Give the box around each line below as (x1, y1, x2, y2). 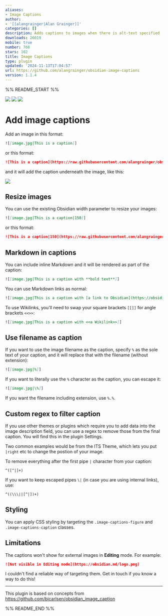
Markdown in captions (5, 248, 76, 257)
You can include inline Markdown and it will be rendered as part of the (5, 262, 149, 268)
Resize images (5, 192, 51, 201)
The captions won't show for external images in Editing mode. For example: (5, 552, 161, 558)
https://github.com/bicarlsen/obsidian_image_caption (5, 596, 115, 602)
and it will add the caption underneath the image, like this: (5, 169, 124, 175)
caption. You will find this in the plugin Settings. (5, 433, 103, 439)
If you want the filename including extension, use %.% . (5, 395, 116, 401)
